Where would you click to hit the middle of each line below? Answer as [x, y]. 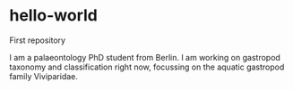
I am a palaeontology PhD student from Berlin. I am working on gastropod [145, 57]
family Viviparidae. [44, 76]
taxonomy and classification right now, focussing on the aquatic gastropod [147, 67]
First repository [37, 40]
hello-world [54, 16]
